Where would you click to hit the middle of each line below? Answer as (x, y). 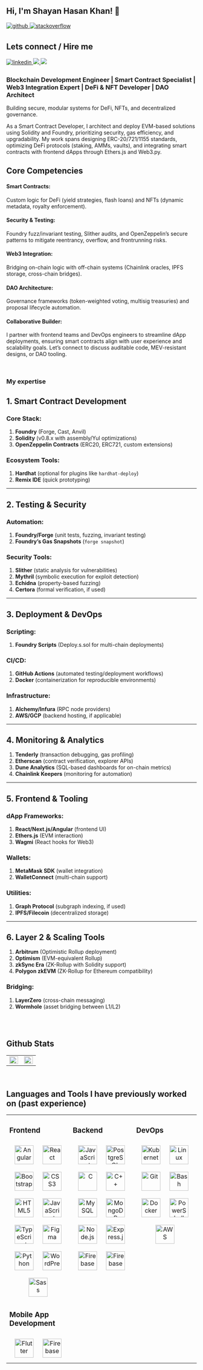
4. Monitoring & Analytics (55, 740)
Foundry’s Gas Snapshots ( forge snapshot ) (70, 541)
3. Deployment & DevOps (54, 614)
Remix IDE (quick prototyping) (53, 480)
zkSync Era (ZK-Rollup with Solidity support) (71, 965)
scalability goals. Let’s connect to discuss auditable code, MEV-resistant (96, 348)
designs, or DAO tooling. (37, 354)
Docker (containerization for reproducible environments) (85, 680)
